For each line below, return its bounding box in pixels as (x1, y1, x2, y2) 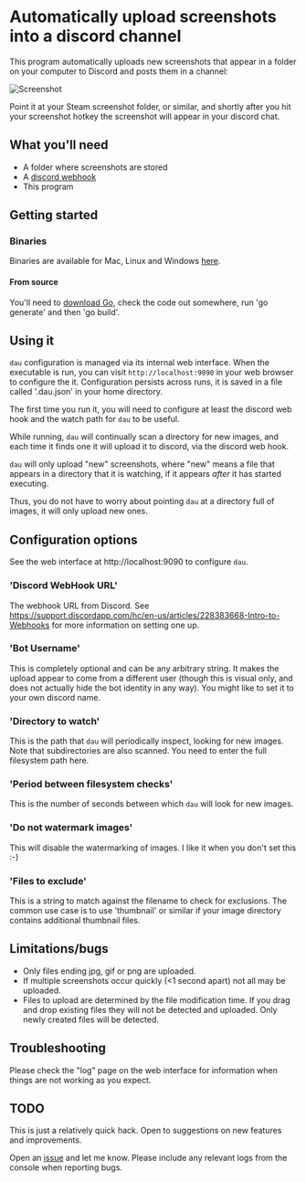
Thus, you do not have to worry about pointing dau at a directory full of (9, 496, 275, 507)
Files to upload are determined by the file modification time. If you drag (22, 994, 290, 1006)
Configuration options (9, 532, 139, 547)
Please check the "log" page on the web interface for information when (9, 1064, 279, 1075)
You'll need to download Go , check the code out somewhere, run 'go (9, 297, 269, 308)
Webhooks (9, 619, 50, 630)
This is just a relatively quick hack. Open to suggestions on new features (9, 1125, 282, 1136)
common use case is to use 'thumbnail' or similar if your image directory (9, 905, 281, 916)
